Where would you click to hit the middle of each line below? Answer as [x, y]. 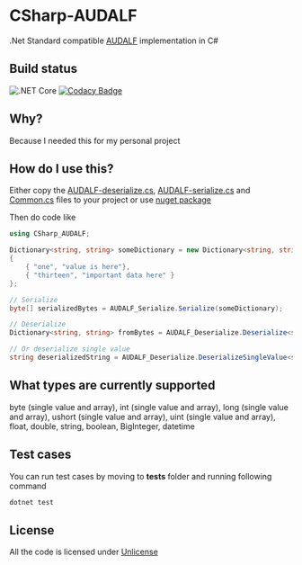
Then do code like [43, 218]
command [28, 486]
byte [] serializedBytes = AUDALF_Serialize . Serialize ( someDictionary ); [146, 308]
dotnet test [31, 502]
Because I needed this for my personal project [95, 140]
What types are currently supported [112, 386]
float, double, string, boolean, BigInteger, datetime [102, 426]
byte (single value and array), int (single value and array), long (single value [149, 407]
